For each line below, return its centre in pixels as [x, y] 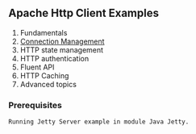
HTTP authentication [54, 58]
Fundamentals [44, 32]
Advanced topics [48, 84]
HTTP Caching [44, 75]
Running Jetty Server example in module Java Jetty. [99, 122]
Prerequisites [35, 105]
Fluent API [37, 67]
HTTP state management [61, 50]
